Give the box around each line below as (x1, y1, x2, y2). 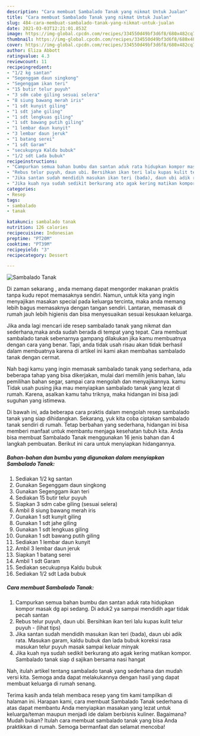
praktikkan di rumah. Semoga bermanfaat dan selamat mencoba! (7, 723, 166, 731)
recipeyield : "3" (7, 247, 50, 253)
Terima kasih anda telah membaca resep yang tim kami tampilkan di (7, 692, 173, 699)
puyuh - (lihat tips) (15, 624, 61, 632)
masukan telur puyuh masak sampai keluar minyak (15, 643, 139, 650)
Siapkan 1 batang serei (15, 551, 71, 558)
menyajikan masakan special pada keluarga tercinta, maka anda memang (7, 298, 186, 305)
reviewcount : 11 (7, 58, 47, 64)
